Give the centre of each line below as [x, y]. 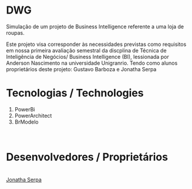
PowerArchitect [33, 115]
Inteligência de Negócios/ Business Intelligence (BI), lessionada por [87, 57]
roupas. [15, 32]
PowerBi [25, 109]
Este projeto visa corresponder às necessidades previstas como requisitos [96, 44]
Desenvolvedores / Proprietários [87, 157]
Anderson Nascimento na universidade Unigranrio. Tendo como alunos [92, 63]
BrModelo [27, 122]
